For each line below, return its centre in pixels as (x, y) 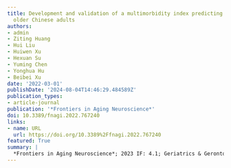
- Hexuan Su (24, 58)
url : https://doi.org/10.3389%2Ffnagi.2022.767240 (87, 134)
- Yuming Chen (27, 64)
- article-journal (33, 103)
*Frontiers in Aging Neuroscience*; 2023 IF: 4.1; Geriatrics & (107, 154)
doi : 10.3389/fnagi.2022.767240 (53, 115)
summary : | (23, 147)
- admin (18, 33)
